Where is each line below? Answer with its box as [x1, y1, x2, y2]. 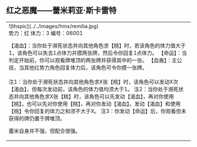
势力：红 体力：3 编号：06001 [8, 29, 83, 36]
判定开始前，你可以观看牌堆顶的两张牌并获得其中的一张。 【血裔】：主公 [8, 56, 182, 63]
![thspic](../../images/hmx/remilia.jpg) [8, 22, 98, 29]
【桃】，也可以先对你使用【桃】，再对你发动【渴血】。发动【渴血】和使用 [8, 100, 181, 107]
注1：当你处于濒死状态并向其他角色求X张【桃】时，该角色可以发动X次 [8, 78, 179, 85]
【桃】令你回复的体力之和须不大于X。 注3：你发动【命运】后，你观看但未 [8, 107, 186, 114]
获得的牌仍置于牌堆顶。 [8, 115, 66, 122]
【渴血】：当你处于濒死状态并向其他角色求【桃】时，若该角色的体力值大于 [8, 42, 186, 49]
